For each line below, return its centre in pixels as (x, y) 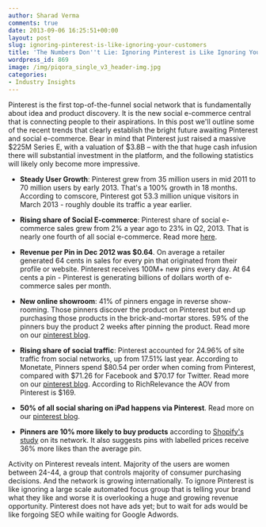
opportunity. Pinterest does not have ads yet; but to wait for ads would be (128, 506)
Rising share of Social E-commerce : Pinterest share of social (120, 220)
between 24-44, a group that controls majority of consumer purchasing (125, 472)
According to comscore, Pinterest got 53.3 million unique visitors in (129, 196)
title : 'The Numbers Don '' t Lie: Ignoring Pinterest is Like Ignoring (127, 52)
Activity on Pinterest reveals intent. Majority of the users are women (119, 464)
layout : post (30, 38)
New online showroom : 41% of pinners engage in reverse (114, 301)
